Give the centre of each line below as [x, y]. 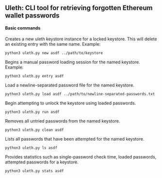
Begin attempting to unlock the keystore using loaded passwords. [71, 103]
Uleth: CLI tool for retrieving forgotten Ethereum [79, 8]
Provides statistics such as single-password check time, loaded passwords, [81, 157]
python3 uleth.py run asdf [32, 112]
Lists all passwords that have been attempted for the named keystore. [75, 139]
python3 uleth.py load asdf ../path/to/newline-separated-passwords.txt [80, 94]
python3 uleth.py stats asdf [34, 171]
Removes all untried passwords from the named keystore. [63, 121]
